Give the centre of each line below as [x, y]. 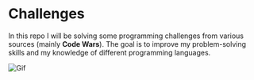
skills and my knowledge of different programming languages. [110, 52]
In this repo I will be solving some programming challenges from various [126, 36]
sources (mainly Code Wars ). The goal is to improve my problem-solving [127, 44]
